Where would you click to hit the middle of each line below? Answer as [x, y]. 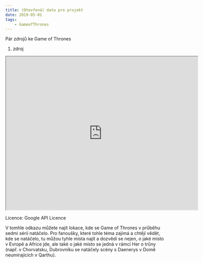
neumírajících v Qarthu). [31, 255]
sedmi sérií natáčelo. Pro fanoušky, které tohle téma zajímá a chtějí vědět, [83, 233]
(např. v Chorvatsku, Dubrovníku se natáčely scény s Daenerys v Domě [81, 250]
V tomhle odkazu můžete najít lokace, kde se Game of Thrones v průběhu [83, 228]
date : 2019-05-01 [24, 15]
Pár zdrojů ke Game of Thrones [38, 39]
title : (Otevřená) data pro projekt [44, 10]
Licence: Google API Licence [36, 218]
